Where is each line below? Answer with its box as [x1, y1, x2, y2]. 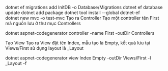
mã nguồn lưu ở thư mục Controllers [5, 20, 81, 26]
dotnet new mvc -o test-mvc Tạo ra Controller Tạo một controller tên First [5, 15, 159, 21]
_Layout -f [5, 60, 27, 66]
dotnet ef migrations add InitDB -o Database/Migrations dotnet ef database [5, 5, 163, 10]
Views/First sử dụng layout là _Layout [5, 45, 84, 51]
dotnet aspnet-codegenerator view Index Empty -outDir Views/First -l [5, 55, 151, 61]
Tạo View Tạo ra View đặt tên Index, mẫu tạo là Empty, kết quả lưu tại [5, 40, 150, 46]
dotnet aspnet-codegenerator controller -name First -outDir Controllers [5, 30, 155, 36]
